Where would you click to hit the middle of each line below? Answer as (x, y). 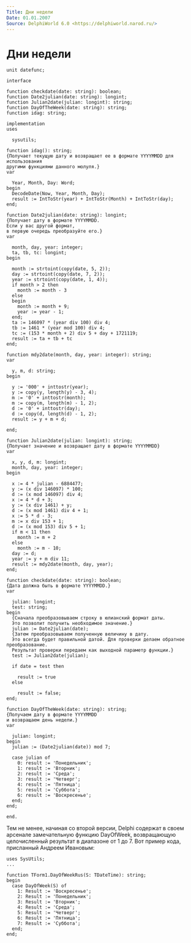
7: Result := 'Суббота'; (49, 924)
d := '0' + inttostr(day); (46, 409)
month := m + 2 (37, 538)
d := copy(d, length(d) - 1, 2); (54, 414)
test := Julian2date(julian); (50, 656)
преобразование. (27, 645)
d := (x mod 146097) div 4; (48, 495)
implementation (26, 124)
